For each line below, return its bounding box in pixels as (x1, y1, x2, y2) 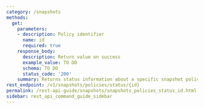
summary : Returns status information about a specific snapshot (17, 76, 183, 82)
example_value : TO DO (22, 59, 78, 65)
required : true (22, 43, 61, 49)
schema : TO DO (22, 65, 59, 71)
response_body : (17, 48, 56, 54)
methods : (6, 15, 29, 21)
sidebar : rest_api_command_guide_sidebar (6, 93, 113, 99)
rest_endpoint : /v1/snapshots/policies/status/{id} (6, 82, 140, 88)
